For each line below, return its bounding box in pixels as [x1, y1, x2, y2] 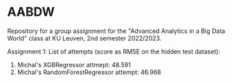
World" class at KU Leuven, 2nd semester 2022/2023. [7, 34, 162, 42]
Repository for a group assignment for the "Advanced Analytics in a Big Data [7, 27, 226, 35]
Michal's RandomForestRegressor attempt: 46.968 [17, 68, 161, 76]
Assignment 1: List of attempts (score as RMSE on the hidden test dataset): [7, 47, 220, 56]
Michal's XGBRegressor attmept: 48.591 [17, 60, 132, 69]
